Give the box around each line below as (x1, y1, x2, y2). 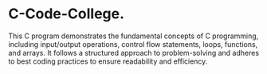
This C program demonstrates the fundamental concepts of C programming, (8, 31, 259, 41)
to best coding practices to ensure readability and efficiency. (8, 56, 208, 66)
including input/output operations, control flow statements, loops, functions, (8, 39, 258, 49)
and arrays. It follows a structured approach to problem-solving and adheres (8, 48, 260, 57)
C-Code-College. (8, 5, 125, 23)
